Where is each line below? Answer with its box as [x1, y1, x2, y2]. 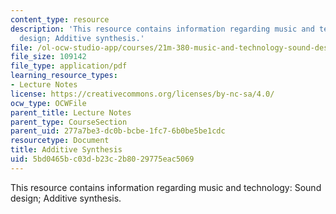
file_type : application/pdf [10, 61, 128, 71]
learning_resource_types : [10, 71, 118, 81]
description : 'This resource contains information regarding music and [10, 24, 315, 34]
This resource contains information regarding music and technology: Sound [10, 181, 322, 193]
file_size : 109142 [10, 52, 87, 62]
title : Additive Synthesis [10, 145, 123, 155]
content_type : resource [10, 14, 110, 25]
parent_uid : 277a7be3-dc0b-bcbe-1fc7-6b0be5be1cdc [10, 126, 226, 136]
